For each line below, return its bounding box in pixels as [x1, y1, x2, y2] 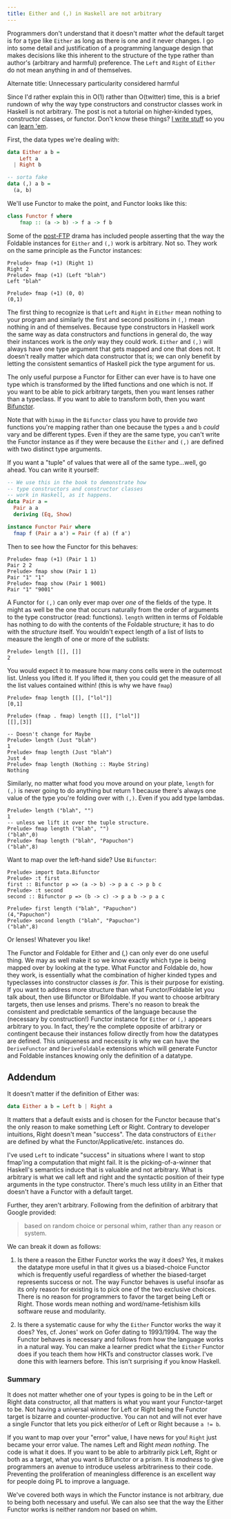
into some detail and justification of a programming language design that [7, 44, 214, 52]
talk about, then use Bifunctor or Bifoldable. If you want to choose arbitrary [7, 993, 220, 1001]
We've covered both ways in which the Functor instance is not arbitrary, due [7, 1490, 224, 1499]
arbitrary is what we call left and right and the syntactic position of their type [7, 1173, 225, 1181]
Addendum [7, 1071, 57, 1083]
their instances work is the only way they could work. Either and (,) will [7, 337, 213, 345]
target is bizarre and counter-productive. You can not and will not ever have [7, 1412, 222, 1420]
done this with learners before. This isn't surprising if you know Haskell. [17, 1357, 221, 1366]
